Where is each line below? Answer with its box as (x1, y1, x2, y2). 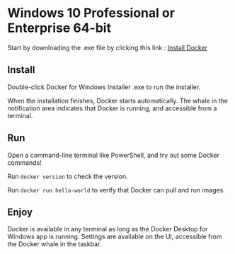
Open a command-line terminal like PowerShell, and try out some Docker (7, 151, 220, 159)
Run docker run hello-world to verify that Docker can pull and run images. (7, 185, 225, 194)
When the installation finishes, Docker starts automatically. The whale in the (7, 96, 229, 105)
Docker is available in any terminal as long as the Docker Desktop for (7, 225, 208, 233)
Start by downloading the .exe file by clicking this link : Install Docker (7, 43, 207, 52)
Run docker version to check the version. (7, 172, 128, 180)
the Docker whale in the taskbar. (7, 240, 102, 248)
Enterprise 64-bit (7, 20, 112, 36)
